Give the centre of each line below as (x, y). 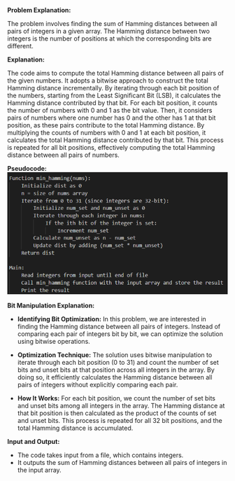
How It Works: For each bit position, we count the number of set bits (116, 398)
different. (20, 46)
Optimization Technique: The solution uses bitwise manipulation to (115, 355)
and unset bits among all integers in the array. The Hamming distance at (121, 405)
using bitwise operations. (54, 341)
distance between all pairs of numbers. (64, 155)
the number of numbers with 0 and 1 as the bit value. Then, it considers (110, 110)
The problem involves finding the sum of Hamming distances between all (113, 23)
